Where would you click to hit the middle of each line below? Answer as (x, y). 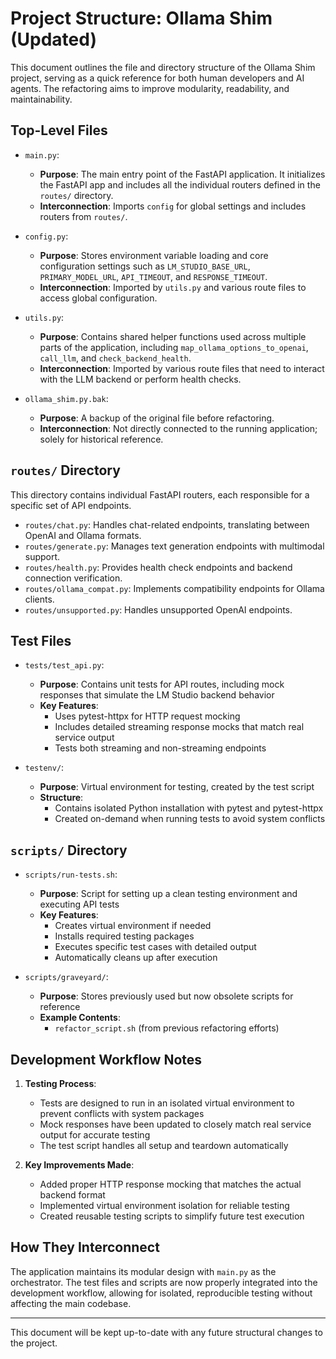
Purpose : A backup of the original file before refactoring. (157, 418)
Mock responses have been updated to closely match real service (175, 1124)
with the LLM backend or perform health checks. (140, 379)
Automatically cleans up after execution (136, 958)
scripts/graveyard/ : (66, 977)
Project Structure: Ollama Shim (141, 18)
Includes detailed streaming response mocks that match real (179, 727)
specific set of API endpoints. (71, 505)
